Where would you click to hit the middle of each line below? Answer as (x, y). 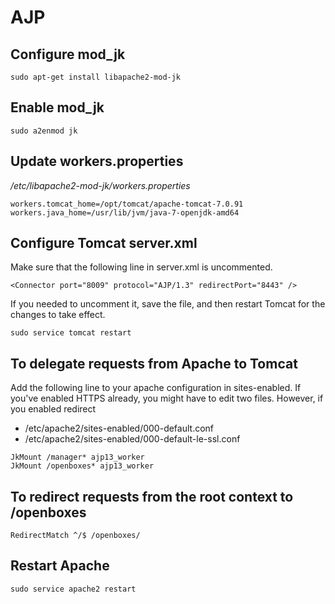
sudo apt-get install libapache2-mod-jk (96, 77)
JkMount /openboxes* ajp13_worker (82, 466)
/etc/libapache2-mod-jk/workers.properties (100, 185)
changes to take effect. (58, 315)
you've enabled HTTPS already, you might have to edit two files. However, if (167, 398)
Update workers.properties (97, 161)
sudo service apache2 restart (73, 589)
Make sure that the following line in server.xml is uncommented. (141, 267)
